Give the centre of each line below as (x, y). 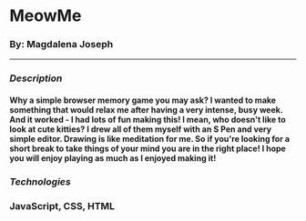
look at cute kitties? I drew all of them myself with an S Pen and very (140, 129)
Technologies (40, 181)
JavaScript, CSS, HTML (62, 206)
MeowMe (46, 16)
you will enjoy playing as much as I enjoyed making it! (113, 158)
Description (36, 78)
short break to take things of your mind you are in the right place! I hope (148, 148)
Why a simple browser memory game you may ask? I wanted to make (143, 100)
